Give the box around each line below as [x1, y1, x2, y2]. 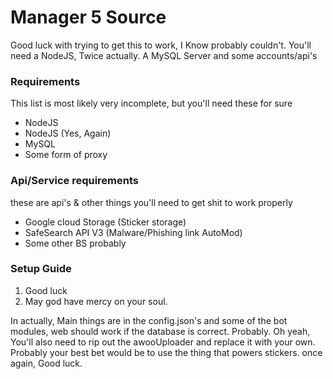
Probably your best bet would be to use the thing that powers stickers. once [10, 346, 323, 358]
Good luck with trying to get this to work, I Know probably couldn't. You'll [10, 39, 312, 51]
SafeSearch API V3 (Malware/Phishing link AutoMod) [24, 226, 243, 238]
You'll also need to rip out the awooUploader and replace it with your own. [10, 336, 316, 348]
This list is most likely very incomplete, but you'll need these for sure [10, 97, 293, 110]
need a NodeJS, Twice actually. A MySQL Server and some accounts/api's [10, 49, 318, 61]
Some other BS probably [24, 237, 127, 249]
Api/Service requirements [10, 174, 140, 188]
